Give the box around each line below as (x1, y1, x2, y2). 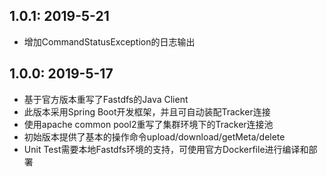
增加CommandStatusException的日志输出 (23, 35, 196, 48)
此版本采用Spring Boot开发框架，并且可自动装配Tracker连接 (23, 105, 271, 118)
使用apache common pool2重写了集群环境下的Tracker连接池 (23, 118, 274, 130)
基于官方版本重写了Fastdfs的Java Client (23, 93, 189, 105)
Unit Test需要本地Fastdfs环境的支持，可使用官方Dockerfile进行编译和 (23, 143, 309, 155)
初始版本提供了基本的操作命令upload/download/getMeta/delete (23, 130, 286, 143)
